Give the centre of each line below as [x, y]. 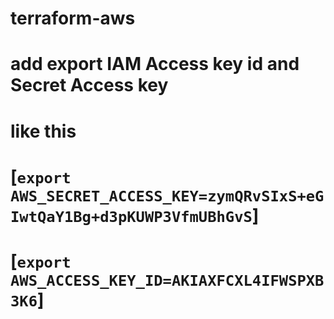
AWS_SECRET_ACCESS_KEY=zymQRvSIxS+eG [167, 196]
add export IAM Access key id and [155, 64]
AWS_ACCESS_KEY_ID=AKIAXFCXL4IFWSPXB [167, 280]
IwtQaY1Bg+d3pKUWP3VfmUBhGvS [131, 216]
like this [43, 131]
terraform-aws [73, 18]
